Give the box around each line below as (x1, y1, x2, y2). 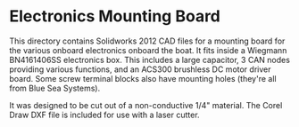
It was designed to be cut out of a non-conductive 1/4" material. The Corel (9, 99, 283, 110)
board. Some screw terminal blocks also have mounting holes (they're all (9, 73, 277, 83)
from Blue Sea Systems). (9, 83, 101, 93)
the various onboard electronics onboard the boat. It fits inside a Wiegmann (9, 44, 287, 55)
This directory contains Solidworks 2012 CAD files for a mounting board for (9, 36, 286, 46)
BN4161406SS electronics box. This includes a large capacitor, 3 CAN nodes (9, 54, 290, 65)
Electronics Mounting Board (9, 6, 221, 27)
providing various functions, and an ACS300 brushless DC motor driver (9, 64, 271, 75)
